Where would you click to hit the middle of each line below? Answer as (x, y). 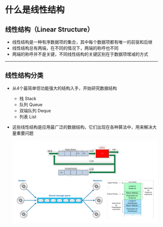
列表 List (28, 117)
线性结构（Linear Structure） (49, 29)
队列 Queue (31, 105)
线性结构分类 (24, 76)
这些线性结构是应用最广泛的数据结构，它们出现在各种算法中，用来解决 (82, 127)
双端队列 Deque (35, 110)
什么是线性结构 (35, 10)
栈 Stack (28, 98)
